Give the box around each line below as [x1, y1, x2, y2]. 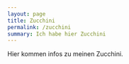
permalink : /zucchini [7, 23, 72, 31]
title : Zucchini [7, 17, 55, 24]
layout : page [7, 10, 46, 18]
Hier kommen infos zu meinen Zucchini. [7, 50, 123, 58]
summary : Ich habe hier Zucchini [7, 30, 106, 38]
